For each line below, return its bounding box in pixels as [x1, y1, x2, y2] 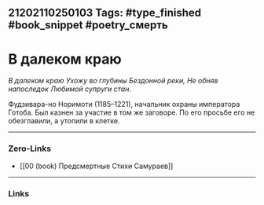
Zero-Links [8, 143, 52, 154]
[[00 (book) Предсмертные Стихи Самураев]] [19, 161, 174, 170]
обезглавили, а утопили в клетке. [8, 116, 120, 126]
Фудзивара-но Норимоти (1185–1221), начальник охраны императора [8, 100, 240, 109]
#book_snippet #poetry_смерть [8, 19, 169, 32]
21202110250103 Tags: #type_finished [8, 6, 202, 20]
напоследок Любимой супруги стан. [8, 84, 132, 93]
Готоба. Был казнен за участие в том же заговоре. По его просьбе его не [8, 108, 255, 117]
